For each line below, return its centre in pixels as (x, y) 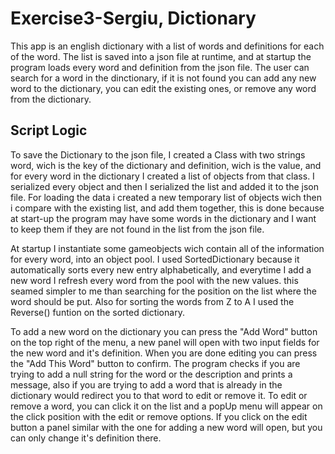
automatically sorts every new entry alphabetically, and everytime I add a (161, 269)
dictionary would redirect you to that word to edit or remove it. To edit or (159, 395)
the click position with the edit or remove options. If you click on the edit (159, 416)
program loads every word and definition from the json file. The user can (160, 67)
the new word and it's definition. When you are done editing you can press (164, 353)
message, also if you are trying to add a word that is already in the (146, 384)
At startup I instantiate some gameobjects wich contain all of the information (167, 248)
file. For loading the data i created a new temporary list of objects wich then (166, 197)
